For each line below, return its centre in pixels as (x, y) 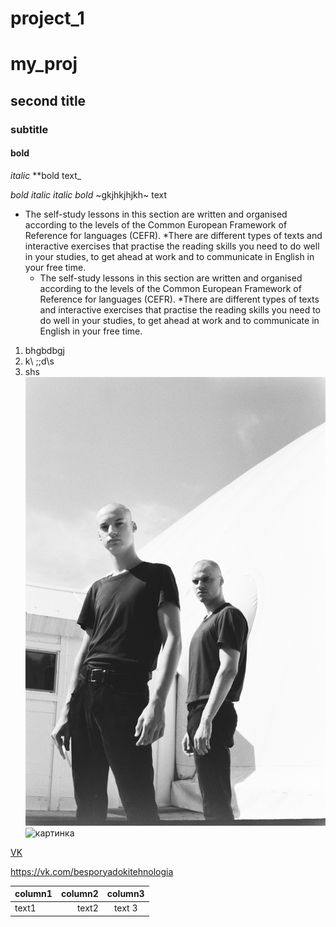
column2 (79, 894)
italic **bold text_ (46, 175)
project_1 (47, 18)
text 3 (125, 908)
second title (48, 100)
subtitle (29, 129)
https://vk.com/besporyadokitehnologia (92, 871)
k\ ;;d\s (39, 361)
